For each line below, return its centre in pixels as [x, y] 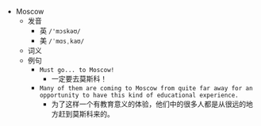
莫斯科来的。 [94, 114]
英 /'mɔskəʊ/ [60, 31]
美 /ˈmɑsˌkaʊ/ [62, 40]
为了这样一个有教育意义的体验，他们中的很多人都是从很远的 [149, 104]
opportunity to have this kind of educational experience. [139, 95]
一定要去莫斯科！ [79, 79]
